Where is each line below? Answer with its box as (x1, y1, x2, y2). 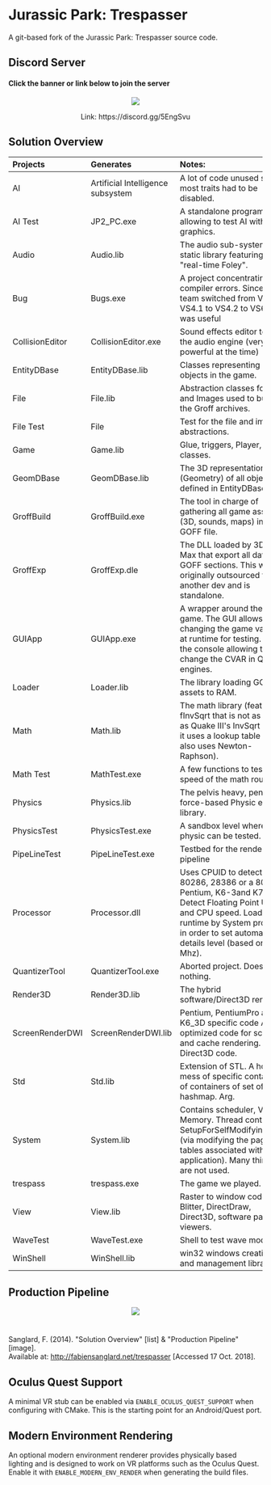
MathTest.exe (90, 769, 142, 780)
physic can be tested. (180, 830, 261, 842)
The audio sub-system (180, 239, 267, 251)
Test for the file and (180, 416, 254, 428)
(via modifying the (180, 1134, 249, 1145)
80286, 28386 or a (180, 877, 254, 888)
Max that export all (180, 550, 251, 561)
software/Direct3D (180, 994, 250, 1006)
